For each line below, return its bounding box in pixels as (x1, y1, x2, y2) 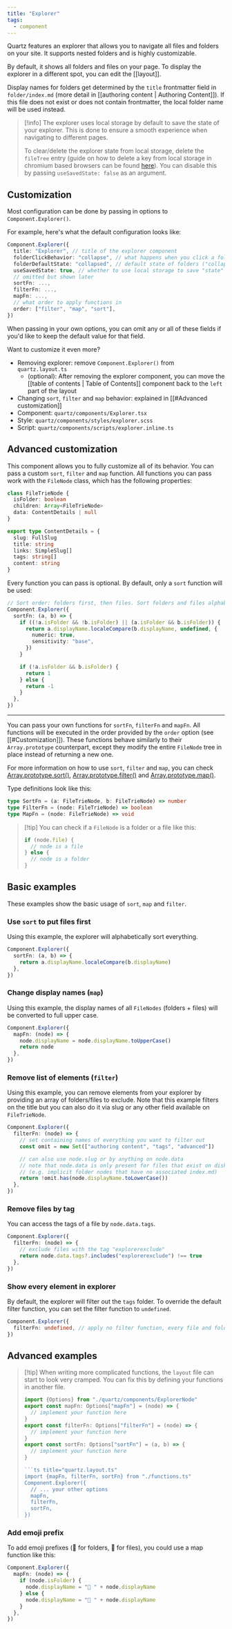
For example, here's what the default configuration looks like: (7, 228, 182, 236)
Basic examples (7, 882, 77, 893)
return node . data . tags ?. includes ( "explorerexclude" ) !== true (19, 1252, 202, 1259)
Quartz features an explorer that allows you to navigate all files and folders (7, 42, 219, 50)
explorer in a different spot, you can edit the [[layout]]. (7, 70, 162, 78)
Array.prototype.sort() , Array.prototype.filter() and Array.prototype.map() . (7, 771, 216, 779)
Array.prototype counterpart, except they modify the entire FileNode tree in (7, 743, 222, 751)
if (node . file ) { (23, 837, 75, 844)
